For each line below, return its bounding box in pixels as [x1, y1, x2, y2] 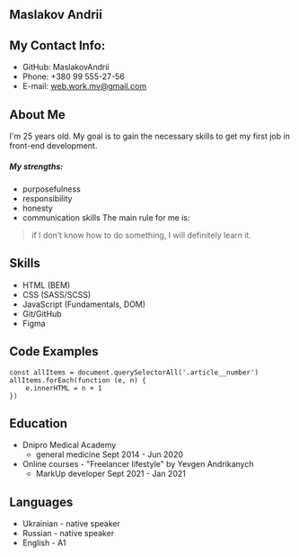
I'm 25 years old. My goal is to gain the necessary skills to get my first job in [9, 130, 290, 142]
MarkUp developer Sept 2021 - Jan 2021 [35, 468, 186, 480]
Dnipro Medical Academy [22, 440, 117, 451]
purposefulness [22, 184, 81, 194]
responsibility [22, 193, 73, 203]
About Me [9, 107, 66, 122]
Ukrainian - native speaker [22, 518, 121, 529]
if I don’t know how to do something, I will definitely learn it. [31, 229, 251, 240]
